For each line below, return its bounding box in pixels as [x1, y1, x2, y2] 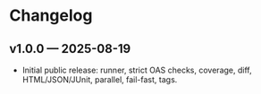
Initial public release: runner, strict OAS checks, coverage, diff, [21, 64, 252, 75]
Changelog [9, 5, 93, 26]
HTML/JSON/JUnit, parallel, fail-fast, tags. [21, 74, 178, 85]
